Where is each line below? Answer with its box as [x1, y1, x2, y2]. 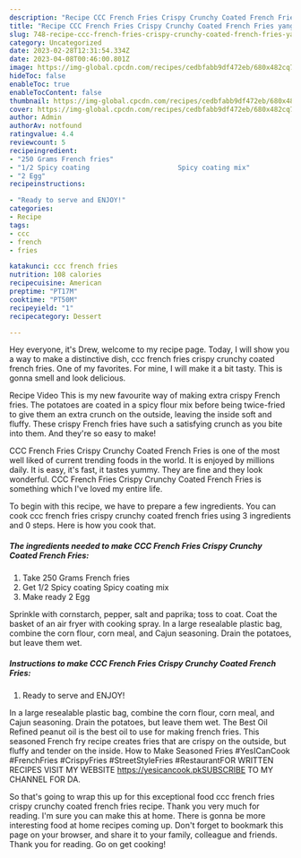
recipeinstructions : [9, 180, 87, 189]
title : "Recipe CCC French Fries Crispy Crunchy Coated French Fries [9, 21, 275, 30]
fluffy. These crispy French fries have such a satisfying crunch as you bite [9, 418, 283, 430]
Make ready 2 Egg [21, 592, 90, 603]
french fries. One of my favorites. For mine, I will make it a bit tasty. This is [9, 364, 283, 374]
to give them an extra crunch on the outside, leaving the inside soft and [9, 409, 272, 420]
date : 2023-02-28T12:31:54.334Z [9, 47, 130, 56]
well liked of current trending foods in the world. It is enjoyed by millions [9, 455, 275, 466]
